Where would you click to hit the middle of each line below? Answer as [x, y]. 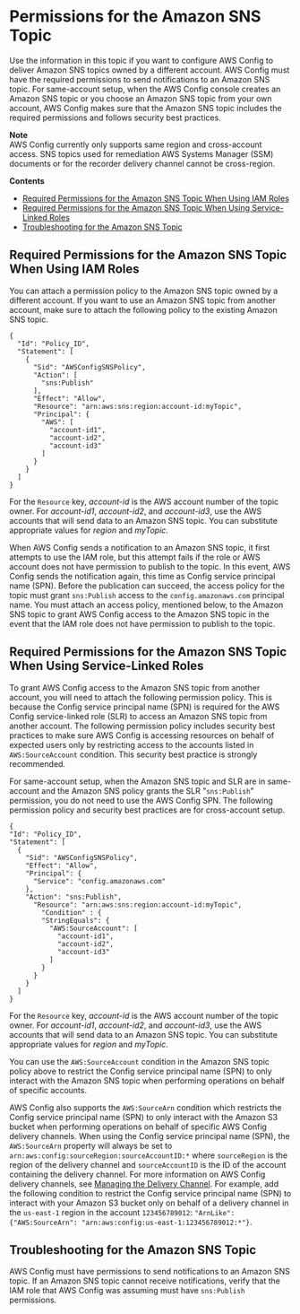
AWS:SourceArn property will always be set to [91, 1145]
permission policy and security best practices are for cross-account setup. [147, 810]
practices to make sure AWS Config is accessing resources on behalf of [142, 735]
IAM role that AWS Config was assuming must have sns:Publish [127, 1291]
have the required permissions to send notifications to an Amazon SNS [140, 79]
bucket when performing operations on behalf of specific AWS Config [138, 1127]
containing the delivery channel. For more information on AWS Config [137, 1174]
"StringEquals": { [76, 920]
